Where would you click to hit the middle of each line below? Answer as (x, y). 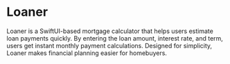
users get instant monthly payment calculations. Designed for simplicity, (109, 45)
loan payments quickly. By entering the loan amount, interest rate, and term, (115, 38)
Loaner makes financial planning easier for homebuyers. (87, 53)
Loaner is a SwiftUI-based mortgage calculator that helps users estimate (110, 31)
